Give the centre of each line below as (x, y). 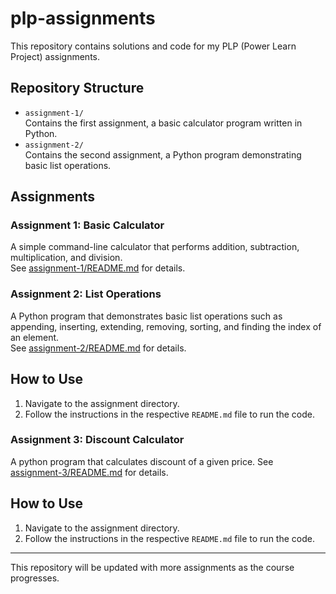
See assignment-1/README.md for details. (98, 268)
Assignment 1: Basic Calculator (87, 225)
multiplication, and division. (66, 258)
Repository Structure (77, 88)
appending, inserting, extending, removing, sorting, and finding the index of (166, 326)
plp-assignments (83, 18)
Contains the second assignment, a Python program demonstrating (163, 154)
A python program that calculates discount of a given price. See (142, 461)
